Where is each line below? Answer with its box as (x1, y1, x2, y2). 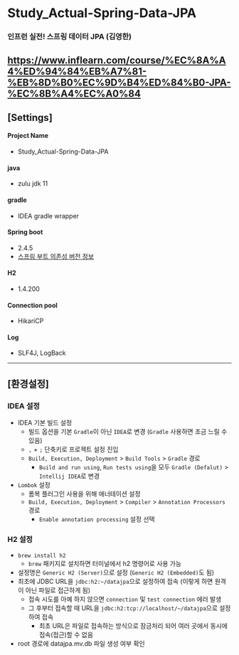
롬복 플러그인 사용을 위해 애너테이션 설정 (28, 489, 141, 498)
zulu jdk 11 (17, 179, 48, 188)
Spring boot (7, 228, 43, 236)
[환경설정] (7, 378, 50, 390)
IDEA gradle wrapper (17, 211, 80, 220)
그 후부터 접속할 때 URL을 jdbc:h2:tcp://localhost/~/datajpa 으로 (28, 604, 218, 612)
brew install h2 (17, 553, 66, 560)
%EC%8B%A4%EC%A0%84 (7, 87, 141, 100)
